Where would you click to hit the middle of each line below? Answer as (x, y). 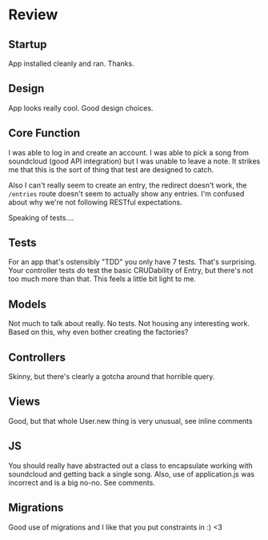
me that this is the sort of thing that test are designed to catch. (111, 169)
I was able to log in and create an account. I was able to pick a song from (129, 152)
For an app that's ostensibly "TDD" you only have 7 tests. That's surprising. (132, 262)
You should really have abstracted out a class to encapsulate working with (131, 465)
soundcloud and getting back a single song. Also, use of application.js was (131, 474)
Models (27, 304)
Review (33, 15)
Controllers (37, 357)
